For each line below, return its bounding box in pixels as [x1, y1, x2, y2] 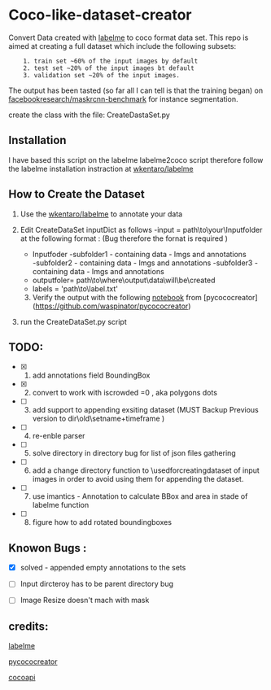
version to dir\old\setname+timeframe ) [32, 413, 165, 424]
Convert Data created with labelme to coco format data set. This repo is [8, 33, 249, 42]
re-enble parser [32, 431, 85, 441]
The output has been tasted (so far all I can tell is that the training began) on [8, 85, 263, 95]
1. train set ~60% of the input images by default [23, 57, 199, 65]
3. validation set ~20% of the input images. [23, 71, 181, 79]
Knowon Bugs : [8, 541, 87, 555]
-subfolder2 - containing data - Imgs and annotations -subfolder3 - [32, 258, 259, 268]
